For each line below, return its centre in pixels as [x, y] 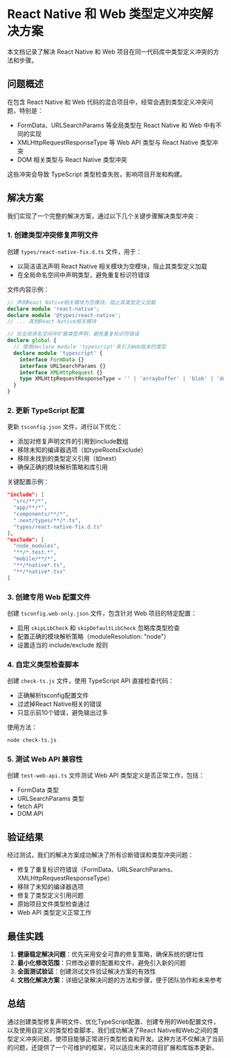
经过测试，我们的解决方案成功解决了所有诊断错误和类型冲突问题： [100, 855]
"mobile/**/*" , [35, 559]
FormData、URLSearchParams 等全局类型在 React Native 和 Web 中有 [116, 125]
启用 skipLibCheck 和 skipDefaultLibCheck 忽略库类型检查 [98, 627]
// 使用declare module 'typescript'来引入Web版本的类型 [90, 347]
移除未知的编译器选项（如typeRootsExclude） [82, 450]
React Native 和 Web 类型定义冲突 [104, 14]
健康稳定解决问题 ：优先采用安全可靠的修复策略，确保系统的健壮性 [110, 954]
